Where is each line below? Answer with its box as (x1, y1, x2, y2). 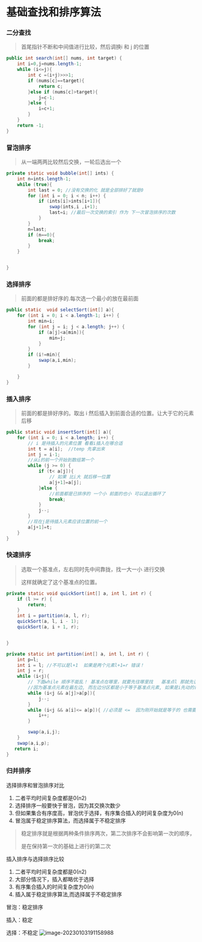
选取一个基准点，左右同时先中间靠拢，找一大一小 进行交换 (20, 565, 165, 572)
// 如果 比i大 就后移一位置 (49, 474, 111, 480)
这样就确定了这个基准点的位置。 (20, 578, 100, 586)
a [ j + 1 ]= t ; (28, 524, 52, 530)
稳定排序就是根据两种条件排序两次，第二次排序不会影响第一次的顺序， (20, 829, 195, 837)
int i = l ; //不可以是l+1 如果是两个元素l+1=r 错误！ (17, 662, 144, 668)
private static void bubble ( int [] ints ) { (6, 170, 114, 176)
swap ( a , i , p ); (17, 740, 50, 746)
